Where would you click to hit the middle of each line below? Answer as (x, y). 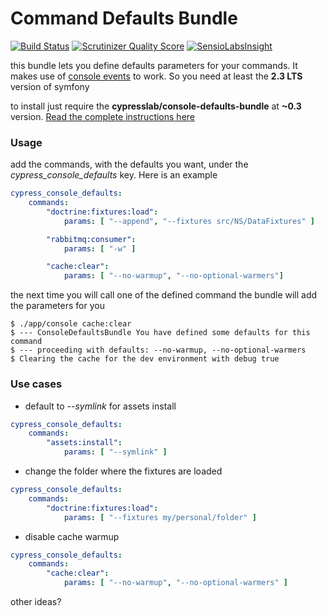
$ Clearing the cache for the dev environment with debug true (145, 359)
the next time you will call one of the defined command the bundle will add (164, 295)
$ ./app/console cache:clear (71, 324)
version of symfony (50, 86)
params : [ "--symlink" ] (115, 452)
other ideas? (36, 602)
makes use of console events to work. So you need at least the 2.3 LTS (156, 76)
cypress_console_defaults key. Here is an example (114, 175)
